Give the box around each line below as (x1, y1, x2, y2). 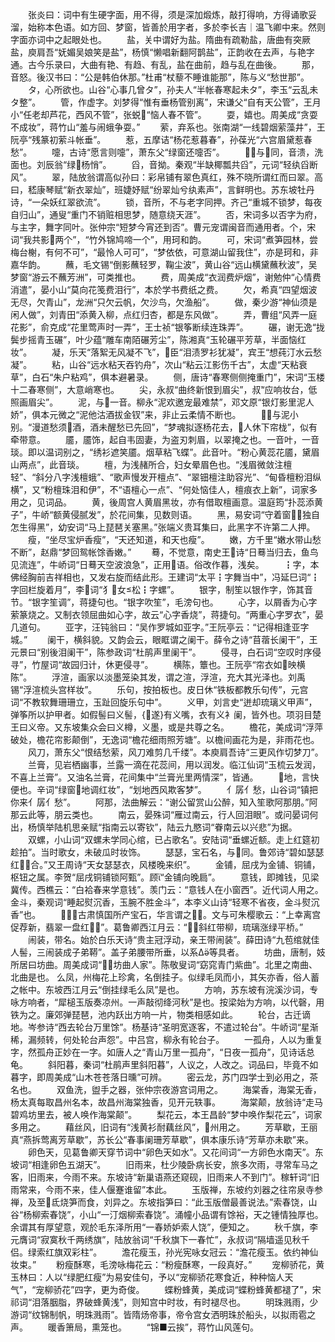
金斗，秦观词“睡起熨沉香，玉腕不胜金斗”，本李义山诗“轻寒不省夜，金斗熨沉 (10, 896, 320, 908)
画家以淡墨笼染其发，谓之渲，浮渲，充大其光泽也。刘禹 (78, 671, 307, 683)
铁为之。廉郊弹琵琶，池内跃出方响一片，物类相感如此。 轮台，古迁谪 (10, 1009, 311, 1020)
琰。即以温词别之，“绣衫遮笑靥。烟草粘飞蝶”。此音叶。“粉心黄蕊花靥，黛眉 (10, 446, 320, 458)
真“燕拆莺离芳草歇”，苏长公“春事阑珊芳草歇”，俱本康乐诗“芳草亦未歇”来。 (10, 1134, 314, 1145)
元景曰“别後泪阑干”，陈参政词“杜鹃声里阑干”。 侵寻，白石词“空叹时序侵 (10, 646, 322, 658)
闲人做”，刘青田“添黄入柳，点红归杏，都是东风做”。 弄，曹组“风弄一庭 (10, 309, 318, 320)
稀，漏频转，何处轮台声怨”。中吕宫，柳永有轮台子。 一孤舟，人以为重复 (10, 1034, 324, 1045)
